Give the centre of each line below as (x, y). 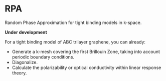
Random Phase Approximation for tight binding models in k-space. (73, 22)
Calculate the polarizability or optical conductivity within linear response (87, 67)
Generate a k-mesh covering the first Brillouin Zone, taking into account (86, 51)
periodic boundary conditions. (43, 57)
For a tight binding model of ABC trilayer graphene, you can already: (75, 42)
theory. (19, 72)
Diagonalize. (25, 62)
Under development (26, 32)
